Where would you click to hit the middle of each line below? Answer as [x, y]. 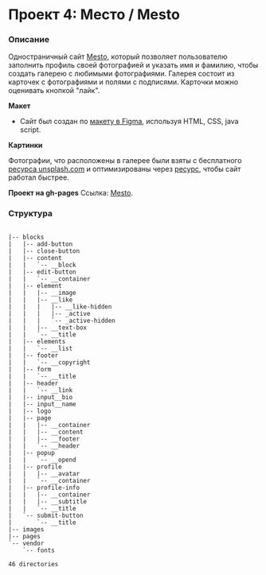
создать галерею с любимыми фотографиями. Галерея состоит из [121, 74]
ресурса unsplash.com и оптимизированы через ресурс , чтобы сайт [125, 169]
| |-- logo [30, 411]
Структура [31, 214]
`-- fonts [39, 550]
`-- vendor [26, 543]
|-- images [26, 529]
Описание [29, 40]
